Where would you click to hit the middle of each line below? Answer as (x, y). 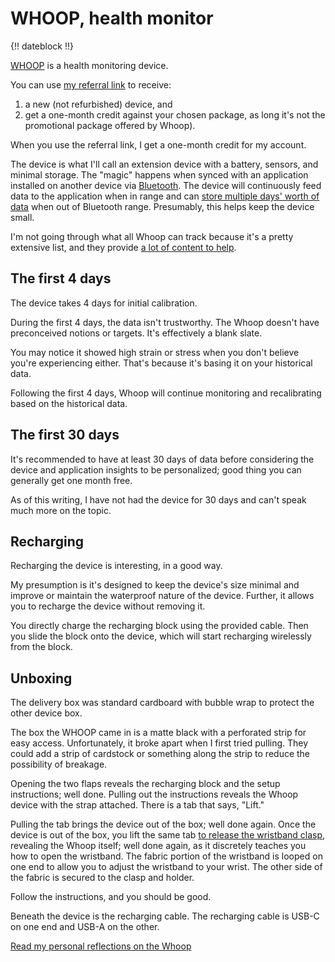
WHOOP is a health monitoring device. (89, 65)
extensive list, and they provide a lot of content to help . (123, 247)
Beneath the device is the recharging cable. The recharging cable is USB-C (165, 916)
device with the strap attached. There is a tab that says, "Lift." (137, 805)
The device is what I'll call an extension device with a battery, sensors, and (164, 164)
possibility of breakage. (59, 764)
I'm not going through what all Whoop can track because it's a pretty (152, 236)
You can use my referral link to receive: (91, 84)
